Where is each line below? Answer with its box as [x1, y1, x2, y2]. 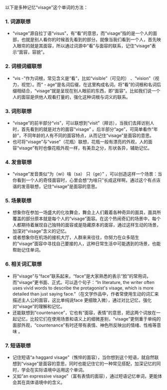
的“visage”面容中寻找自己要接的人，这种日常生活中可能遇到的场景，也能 [12, 240, 161, 246]
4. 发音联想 [5, 158, 32, 165]
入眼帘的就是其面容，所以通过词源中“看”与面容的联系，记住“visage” [12, 43, 152, 49]
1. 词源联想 [5, 18, 31, 25]
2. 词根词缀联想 [5, 63, 42, 70]
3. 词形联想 [5, 107, 32, 114]
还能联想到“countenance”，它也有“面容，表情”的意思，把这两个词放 [12, 309, 152, 315]
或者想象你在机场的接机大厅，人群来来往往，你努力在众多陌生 [12, 234, 140, 240]
